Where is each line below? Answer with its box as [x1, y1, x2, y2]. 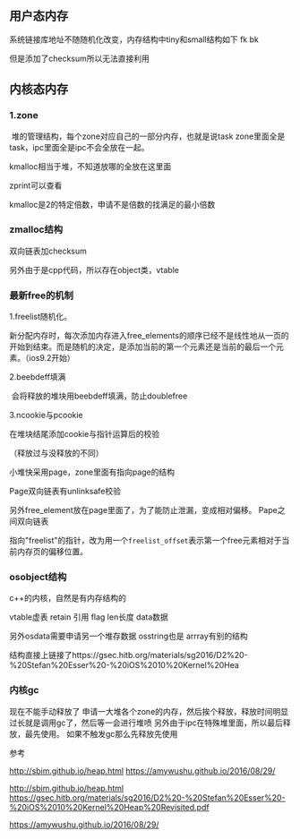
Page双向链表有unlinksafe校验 [9, 486, 122, 497]
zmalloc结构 [9, 223, 64, 235]
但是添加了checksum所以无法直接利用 [9, 53, 150, 64]
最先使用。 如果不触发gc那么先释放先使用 [24, 728, 178, 739]
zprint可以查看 [9, 180, 63, 191]
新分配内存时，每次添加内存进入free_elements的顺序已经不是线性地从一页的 [9, 330, 289, 341]
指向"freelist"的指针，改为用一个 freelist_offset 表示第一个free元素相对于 [9, 535, 282, 546]
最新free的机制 [9, 289, 74, 302]
